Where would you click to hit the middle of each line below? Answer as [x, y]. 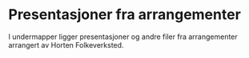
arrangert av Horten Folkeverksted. [66, 44]
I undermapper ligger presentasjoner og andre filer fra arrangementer [123, 37]
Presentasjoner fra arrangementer [125, 15]
